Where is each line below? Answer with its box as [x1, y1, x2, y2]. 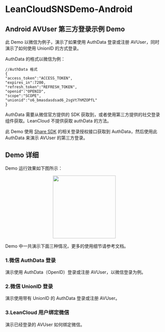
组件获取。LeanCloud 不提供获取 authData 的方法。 [5, 118, 112, 124]
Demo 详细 [5, 151, 39, 159]
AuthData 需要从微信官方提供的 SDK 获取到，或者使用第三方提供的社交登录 [5, 112, 160, 118]
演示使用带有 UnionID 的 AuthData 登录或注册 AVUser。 [5, 295, 120, 301]
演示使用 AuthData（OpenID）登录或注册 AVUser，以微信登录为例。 [5, 269, 146, 275]
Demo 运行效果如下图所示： [5, 165, 63, 171]
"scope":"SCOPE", [5, 93, 42, 98]
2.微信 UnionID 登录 [5, 283, 54, 290]
